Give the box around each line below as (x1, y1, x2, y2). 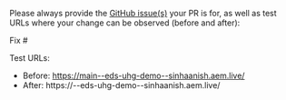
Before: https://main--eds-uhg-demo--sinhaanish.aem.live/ (22, 70, 245, 81)
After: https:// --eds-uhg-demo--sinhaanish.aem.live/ (22, 80, 221, 90)
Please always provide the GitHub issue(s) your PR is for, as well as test (9, 8, 277, 18)
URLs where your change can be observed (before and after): (9, 17, 241, 28)
